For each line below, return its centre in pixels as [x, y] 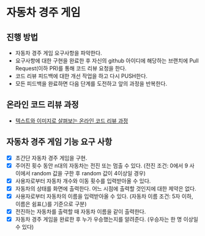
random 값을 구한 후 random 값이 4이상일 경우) [88, 173]
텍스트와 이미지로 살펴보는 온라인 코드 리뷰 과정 [72, 121]
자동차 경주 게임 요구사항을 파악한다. [58, 53]
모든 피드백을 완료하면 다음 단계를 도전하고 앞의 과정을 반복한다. [91, 84]
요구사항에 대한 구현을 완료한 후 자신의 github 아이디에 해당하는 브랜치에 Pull [107, 61]
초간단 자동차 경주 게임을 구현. [51, 158]
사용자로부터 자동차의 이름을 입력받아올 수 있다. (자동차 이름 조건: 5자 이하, [104, 196]
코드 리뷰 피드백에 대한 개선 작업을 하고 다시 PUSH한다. [81, 76]
